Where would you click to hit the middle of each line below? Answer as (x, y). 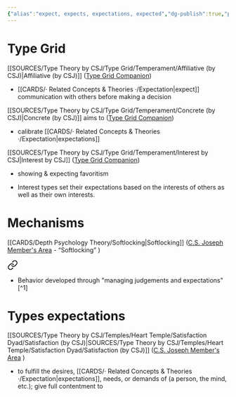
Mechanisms (46, 223)
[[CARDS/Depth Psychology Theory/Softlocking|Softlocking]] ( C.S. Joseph (115, 242)
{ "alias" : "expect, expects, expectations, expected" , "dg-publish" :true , (116, 14)
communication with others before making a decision (94, 96)
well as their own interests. (56, 195)
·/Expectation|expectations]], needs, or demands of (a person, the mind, (122, 379)
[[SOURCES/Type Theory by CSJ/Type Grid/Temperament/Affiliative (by (111, 68)
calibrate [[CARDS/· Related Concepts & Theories (88, 131)
